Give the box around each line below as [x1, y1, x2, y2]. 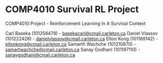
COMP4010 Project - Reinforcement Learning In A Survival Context [5, 20, 146, 26]
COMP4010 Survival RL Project [5, 4, 139, 15]
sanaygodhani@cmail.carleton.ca [5, 52, 75, 58]
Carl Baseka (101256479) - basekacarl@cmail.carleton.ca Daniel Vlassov [5, 30, 158, 36]
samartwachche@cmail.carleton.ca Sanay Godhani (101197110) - [5, 46, 141, 52]
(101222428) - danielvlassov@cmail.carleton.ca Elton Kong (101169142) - [5, 36, 158, 42]
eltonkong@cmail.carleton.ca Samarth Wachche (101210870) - [5, 41, 136, 47]
